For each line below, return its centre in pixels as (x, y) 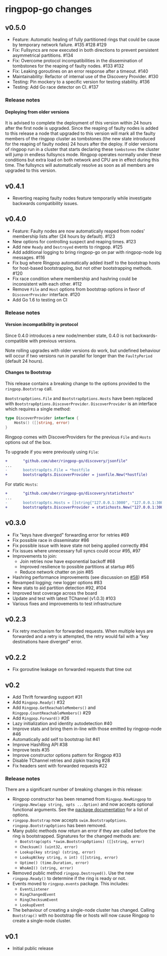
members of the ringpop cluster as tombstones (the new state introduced (80, 139)
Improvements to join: (35, 556)
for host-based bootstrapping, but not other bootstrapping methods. (82, 268)
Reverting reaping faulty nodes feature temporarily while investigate (82, 198)
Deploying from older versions (37, 112)
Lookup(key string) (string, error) (58, 852)
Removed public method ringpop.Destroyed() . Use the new (73, 873)
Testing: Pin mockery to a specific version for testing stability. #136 (81, 82)
